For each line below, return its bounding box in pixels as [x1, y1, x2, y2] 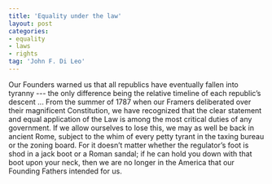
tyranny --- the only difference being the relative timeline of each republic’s [8, 88, 261, 98]
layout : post [8, 20, 53, 28]
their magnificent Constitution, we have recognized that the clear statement [8, 105, 262, 115]
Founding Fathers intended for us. [8, 166, 122, 176]
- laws [8, 42, 31, 50]
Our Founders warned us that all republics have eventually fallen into [8, 79, 239, 90]
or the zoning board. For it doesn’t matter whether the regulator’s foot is [8, 140, 249, 150]
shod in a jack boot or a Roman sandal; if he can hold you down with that [8, 148, 252, 159]
